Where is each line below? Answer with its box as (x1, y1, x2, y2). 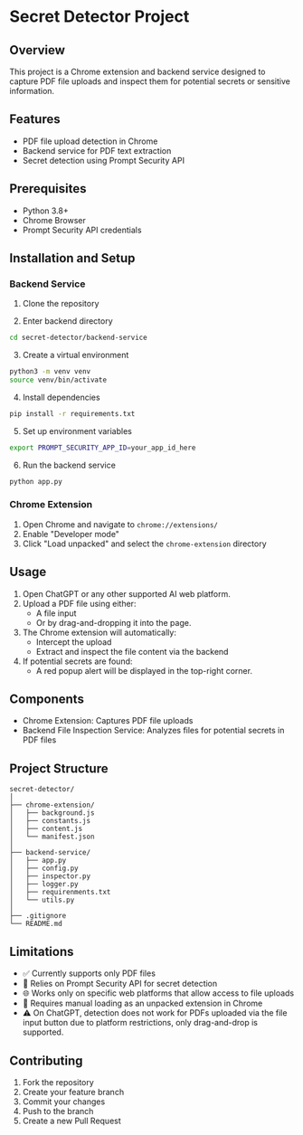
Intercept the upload (35, 636, 112, 648)
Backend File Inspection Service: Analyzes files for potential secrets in (22, 725, 285, 736)
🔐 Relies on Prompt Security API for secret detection (22, 979, 218, 989)
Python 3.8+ (22, 205, 70, 216)
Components (9, 692, 84, 707)
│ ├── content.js (9, 825, 83, 834)
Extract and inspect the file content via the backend (35, 646, 229, 657)
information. (9, 86, 55, 96)
